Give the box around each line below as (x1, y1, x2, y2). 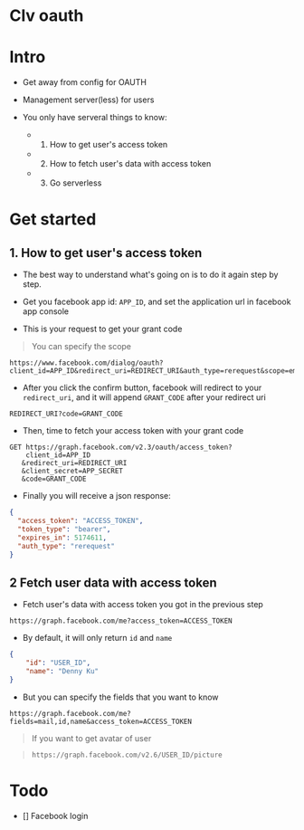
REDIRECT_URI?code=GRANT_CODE (9, 409, 124, 419)
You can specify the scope (31, 341, 132, 352)
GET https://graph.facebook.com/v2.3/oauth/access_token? (9, 443, 233, 453)
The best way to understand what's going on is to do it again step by (22, 269, 279, 281)
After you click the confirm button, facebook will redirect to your (22, 382, 262, 394)
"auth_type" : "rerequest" (17, 541, 116, 550)
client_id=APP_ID (25, 451, 91, 460)
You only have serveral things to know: (22, 112, 167, 123)
